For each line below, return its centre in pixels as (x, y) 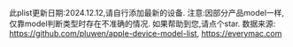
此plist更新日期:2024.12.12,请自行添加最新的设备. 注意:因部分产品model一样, (147, 13)
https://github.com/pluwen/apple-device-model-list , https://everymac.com (146, 34)
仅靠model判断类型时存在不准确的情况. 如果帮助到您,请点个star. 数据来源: (143, 23)
